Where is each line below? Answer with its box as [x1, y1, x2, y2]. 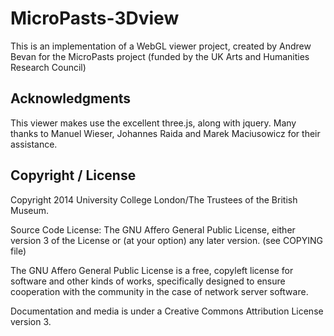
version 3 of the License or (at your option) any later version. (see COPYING [10, 234, 324, 246]
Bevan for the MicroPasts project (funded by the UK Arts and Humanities [10, 50, 310, 62]
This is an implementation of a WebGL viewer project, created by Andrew [10, 40, 312, 52]
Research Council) [10, 61, 87, 73]
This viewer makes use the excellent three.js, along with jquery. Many [10, 117, 297, 129]
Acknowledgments [10, 90, 132, 107]
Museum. [10, 204, 50, 216]
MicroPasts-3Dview [10, 7, 180, 30]
